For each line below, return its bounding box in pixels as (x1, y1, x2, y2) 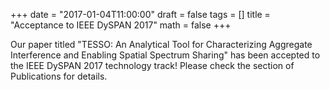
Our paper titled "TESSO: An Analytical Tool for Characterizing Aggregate (10, 39, 313, 50)
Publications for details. (10, 70, 108, 82)
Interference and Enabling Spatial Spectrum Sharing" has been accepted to (10, 49, 321, 61)
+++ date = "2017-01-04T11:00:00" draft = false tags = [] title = (10, 9, 271, 20)
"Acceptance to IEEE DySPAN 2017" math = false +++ (10, 19, 232, 31)
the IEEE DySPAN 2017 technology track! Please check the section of (10, 60, 295, 71)
